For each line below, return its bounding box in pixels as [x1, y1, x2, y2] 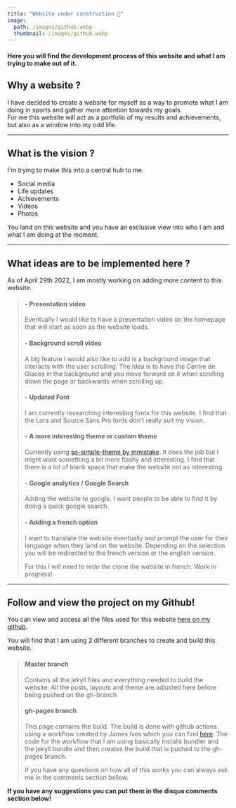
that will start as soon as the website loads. [24, 322, 150, 331]
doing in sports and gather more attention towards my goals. [7, 105, 183, 114]
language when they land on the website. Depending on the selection [24, 541, 225, 549]
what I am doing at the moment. [7, 230, 100, 239]
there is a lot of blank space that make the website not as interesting [24, 463, 223, 471]
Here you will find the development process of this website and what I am [7, 51, 226, 60]
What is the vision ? [7, 148, 95, 159]
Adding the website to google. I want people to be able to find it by [24, 495, 218, 503]
